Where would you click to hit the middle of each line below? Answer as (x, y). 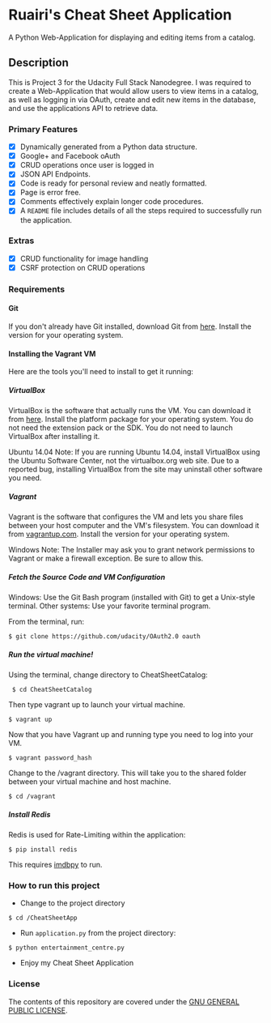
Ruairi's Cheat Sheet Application (120, 15)
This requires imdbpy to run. (55, 865)
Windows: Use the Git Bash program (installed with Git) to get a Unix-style (132, 598)
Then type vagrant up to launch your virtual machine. (97, 705)
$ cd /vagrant (32, 797)
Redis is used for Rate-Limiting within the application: (97, 835)
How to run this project (54, 886)
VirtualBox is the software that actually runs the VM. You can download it (130, 411)
